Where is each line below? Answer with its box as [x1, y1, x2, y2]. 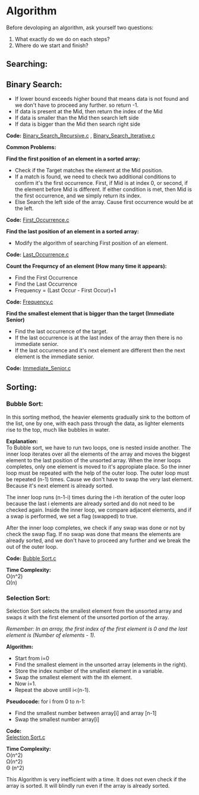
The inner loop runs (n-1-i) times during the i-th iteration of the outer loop [6, 493, 186, 500]
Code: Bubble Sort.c [6, 555, 56, 562]
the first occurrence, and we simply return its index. [14, 192, 141, 199]
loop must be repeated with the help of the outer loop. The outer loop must [6, 469, 189, 477]
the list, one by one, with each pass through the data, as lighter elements [6, 419, 184, 427]
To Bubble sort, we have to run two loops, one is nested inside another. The [6, 444, 191, 451]
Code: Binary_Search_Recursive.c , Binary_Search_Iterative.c [6, 132, 156, 140]
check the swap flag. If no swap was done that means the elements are [6, 530, 181, 537]
